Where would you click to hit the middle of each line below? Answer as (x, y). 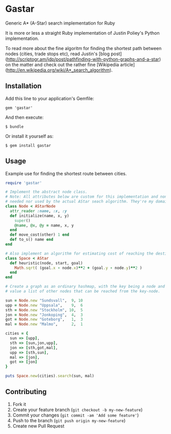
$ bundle (15, 127)
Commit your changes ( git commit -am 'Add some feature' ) (76, 415)
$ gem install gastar (28, 145)
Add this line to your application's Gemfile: (50, 98)
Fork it (19, 404)
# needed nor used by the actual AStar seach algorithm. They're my (79, 202)
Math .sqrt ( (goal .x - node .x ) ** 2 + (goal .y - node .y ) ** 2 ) (78, 268)
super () (22, 220)
